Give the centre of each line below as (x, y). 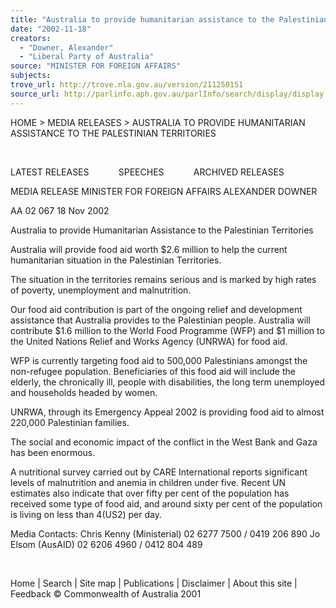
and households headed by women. (84, 392)
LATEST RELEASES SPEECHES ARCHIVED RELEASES (147, 172)
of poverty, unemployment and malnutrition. (101, 290)
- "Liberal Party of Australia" (87, 57)
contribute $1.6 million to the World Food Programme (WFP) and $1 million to (167, 330)
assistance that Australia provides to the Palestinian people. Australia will (160, 320)
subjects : (31, 76)
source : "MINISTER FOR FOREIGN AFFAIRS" (96, 66)
